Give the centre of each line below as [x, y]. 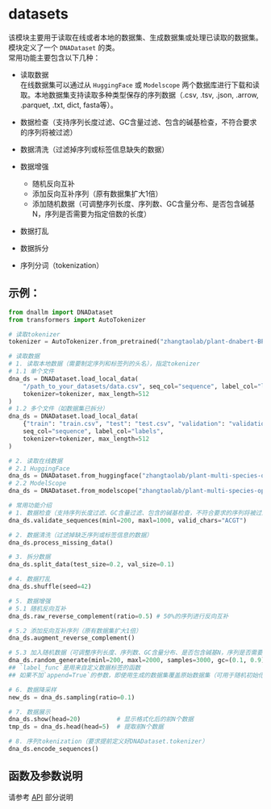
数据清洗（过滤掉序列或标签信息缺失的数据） [94, 149]
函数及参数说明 [46, 776]
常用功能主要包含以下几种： [54, 57]
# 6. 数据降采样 [33, 690]
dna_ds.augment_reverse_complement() [72, 638]
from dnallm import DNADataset [61, 312]
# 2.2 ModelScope [38, 484]
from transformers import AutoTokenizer [77, 319]
